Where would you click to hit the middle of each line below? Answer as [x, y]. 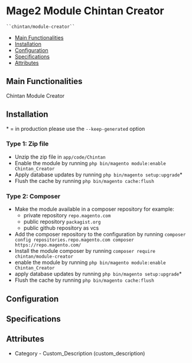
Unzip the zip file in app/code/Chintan [60, 157]
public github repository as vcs [61, 228]
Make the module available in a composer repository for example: [94, 209]
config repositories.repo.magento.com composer [74, 240]
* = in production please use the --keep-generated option [76, 129]
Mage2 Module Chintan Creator [85, 11]
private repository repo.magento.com [67, 216]
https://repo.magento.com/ [48, 245]
